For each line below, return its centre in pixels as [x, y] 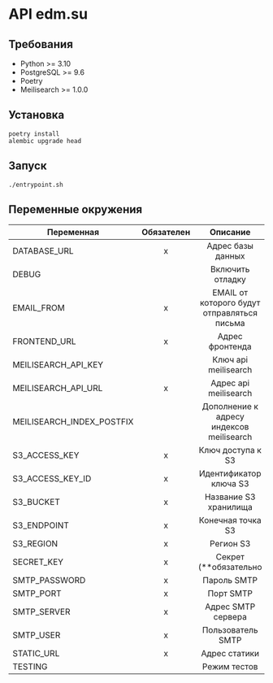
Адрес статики [230, 654]
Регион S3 [230, 544]
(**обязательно [230, 568]
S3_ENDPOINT [41, 525]
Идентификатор [230, 474]
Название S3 [230, 497]
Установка [37, 115]
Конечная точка [230, 520]
